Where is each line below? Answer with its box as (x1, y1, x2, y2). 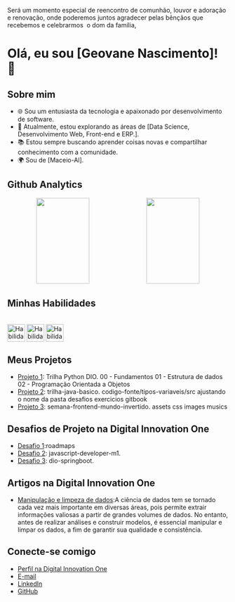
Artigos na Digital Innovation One (7, 477, 156, 489)
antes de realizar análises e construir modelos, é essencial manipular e (17, 518, 222, 527)
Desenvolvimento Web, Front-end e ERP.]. (17, 130, 140, 138)
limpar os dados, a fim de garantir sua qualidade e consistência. (17, 525, 203, 534)
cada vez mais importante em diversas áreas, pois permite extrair (17, 503, 207, 512)
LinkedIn (17, 579, 43, 588)
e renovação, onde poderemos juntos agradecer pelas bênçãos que (7, 13, 203, 22)
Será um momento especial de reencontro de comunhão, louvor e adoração (7, 6, 227, 14)
